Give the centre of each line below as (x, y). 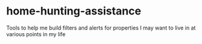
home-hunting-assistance (74, 11)
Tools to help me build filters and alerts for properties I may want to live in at (101, 28)
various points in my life (36, 34)
